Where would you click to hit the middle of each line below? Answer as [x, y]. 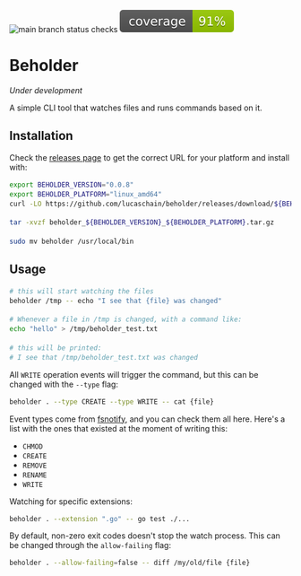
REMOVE [34, 466]
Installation [41, 136]
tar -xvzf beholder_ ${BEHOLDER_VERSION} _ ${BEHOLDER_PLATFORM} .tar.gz [142, 223]
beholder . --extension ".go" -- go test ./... [100, 519]
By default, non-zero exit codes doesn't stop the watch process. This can [145, 536]
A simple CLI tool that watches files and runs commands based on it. [136, 108]
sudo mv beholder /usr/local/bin [72, 241]
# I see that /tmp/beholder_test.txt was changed [104, 357]
